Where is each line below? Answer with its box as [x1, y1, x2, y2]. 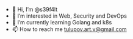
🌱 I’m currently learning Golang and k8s [12, 19, 112, 26]
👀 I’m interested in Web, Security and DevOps [12, 12, 127, 19]
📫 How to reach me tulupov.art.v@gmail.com [12, 26, 127, 33]
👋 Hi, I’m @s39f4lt [12, 6, 58, 13]
